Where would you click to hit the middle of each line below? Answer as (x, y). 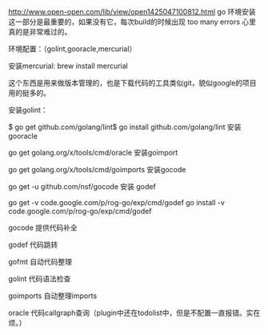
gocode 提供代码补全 (43, 228)
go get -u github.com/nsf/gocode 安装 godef (82, 186)
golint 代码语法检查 (40, 278)
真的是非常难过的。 (40, 32)
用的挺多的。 (29, 93)
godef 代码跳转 (33, 244)
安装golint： (28, 110)
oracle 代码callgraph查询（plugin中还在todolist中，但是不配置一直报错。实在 (134, 313)
